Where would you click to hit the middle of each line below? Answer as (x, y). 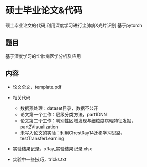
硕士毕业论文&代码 (44, 10)
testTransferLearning (42, 138)
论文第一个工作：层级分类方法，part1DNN (64, 114)
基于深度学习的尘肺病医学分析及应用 (43, 56)
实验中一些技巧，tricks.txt (40, 159)
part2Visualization (39, 127)
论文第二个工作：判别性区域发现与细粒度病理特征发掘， (78, 121)
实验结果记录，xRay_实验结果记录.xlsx (52, 149)
